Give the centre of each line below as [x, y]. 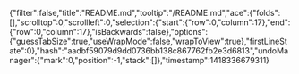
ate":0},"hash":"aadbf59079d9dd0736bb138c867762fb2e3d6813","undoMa [149, 51]
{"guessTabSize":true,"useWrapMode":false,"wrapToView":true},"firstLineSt [149, 41]
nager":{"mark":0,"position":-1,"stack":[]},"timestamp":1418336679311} [140, 60]
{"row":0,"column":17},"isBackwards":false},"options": [109, 32]
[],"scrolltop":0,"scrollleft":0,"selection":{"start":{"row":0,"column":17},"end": [150, 22]
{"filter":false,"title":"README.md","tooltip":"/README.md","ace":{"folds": [145, 13]
